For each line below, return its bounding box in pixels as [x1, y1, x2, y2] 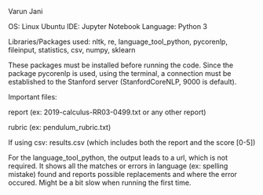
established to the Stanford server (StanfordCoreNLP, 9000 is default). [8, 78, 237, 86]
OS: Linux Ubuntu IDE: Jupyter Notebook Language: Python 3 [8, 22, 208, 31]
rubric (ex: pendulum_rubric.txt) [8, 123, 111, 132]
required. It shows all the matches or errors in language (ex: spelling [8, 161, 228, 171]
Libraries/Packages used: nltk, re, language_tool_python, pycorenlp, [8, 37, 228, 46]
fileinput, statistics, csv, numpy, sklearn [8, 45, 136, 54]
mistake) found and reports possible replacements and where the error [8, 170, 238, 179]
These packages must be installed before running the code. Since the [8, 60, 234, 70]
